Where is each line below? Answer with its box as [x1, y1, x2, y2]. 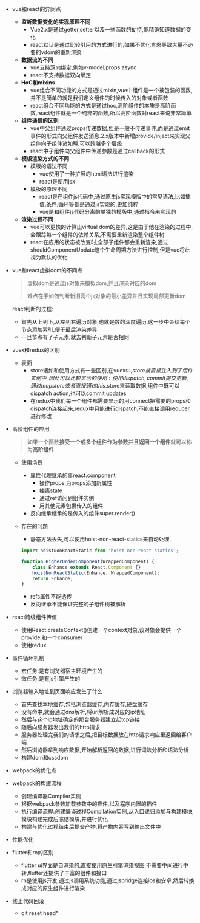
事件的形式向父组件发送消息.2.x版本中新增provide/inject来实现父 [30, 132, 191, 139]
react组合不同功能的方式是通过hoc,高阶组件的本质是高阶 [30, 102, 171, 109]
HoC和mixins [21, 79, 56, 86]
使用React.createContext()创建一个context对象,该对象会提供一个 [21, 626, 182, 634]
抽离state [39, 487, 62, 494]
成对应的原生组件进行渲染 [21, 885, 85, 892]
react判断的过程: [12, 306, 53, 312]
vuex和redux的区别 [12, 346, 61, 354]
